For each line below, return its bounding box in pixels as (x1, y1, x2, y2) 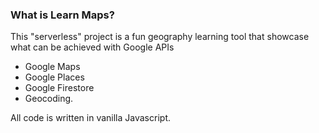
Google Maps (24, 61, 81, 73)
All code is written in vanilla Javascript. (10, 112, 171, 124)
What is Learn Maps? (10, 8, 115, 22)
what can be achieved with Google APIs (10, 41, 175, 53)
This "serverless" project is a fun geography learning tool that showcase (10, 31, 310, 43)
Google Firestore (24, 82, 95, 94)
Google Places (24, 71, 85, 83)
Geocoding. (24, 93, 74, 105)
